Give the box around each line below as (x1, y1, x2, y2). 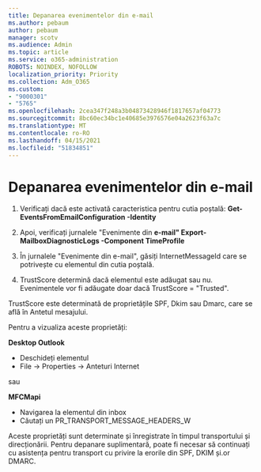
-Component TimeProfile (100, 236, 185, 246)
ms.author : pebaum (8, 19, 69, 27)
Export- (180, 228, 207, 237)
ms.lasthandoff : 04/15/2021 (8, 136, 101, 145)
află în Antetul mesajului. (8, 308, 89, 317)
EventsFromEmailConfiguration (19, 213, 126, 222)
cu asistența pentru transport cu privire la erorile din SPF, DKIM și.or (8, 448, 231, 458)
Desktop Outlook (8, 338, 65, 348)
